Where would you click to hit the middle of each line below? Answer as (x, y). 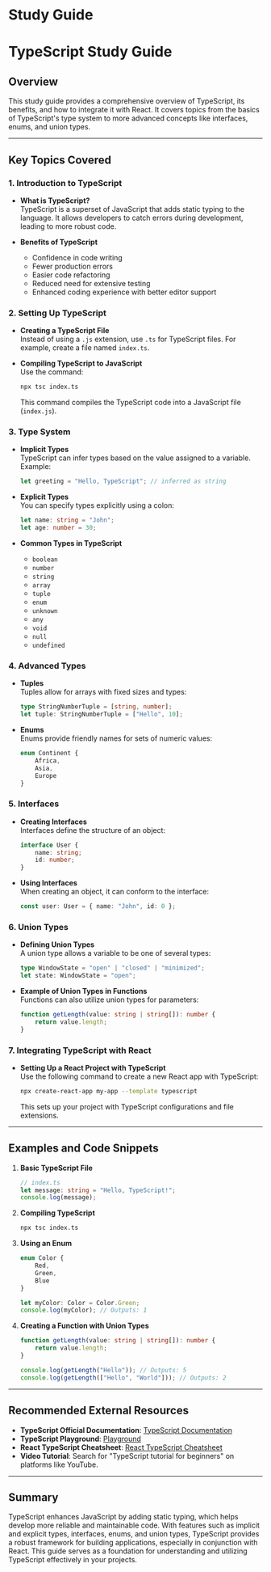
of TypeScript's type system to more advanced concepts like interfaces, (128, 118)
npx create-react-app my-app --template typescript (108, 1092)
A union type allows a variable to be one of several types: (115, 953)
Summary (33, 1497)
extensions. (39, 1115)
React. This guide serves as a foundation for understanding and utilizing (128, 1551)
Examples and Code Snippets (83, 1149)
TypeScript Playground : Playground (80, 1439)
